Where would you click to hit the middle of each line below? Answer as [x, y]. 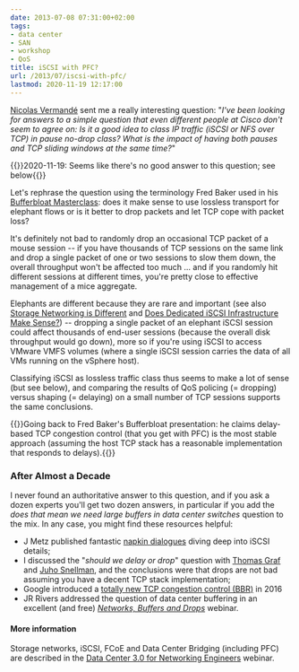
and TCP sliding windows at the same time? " [93, 148]
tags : [20, 26]
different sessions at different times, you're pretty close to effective [134, 276]
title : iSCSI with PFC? [55, 68]
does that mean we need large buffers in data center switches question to [147, 514]
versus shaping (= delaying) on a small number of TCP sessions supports [145, 397]
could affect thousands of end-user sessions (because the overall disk [141, 332]
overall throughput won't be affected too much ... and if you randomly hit [144, 266]
